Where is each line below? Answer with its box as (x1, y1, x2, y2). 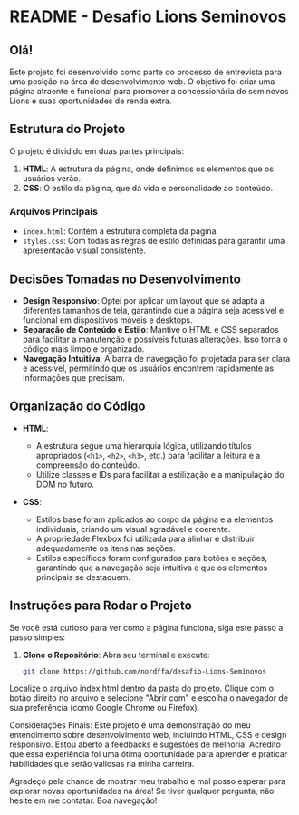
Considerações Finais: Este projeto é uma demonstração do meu (9, 720, 251, 731)
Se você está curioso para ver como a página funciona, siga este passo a (9, 622, 284, 633)
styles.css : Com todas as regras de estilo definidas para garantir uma (22, 236, 285, 247)
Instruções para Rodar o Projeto (9, 598, 192, 614)
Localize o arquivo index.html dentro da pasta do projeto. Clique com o (9, 683, 275, 694)
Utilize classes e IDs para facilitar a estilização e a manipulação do (35, 469, 285, 480)
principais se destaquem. (35, 571, 131, 582)
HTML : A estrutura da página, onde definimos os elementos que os (22, 163, 275, 174)
